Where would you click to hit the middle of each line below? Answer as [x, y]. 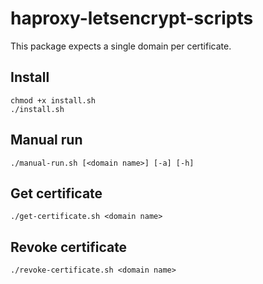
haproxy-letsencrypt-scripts [132, 18]
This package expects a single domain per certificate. [121, 46]
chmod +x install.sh [53, 100]
